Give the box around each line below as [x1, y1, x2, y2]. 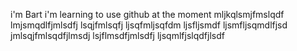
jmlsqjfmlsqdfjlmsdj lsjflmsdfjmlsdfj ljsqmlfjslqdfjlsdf [10, 30, 225, 41]
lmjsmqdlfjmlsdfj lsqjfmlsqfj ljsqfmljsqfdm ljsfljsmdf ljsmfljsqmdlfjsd [10, 19, 288, 31]
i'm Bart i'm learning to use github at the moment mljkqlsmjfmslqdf [10, 9, 285, 20]
